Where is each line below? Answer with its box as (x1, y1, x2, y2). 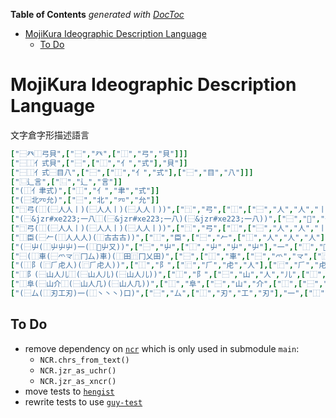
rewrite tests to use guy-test (24, 395, 143, 408)
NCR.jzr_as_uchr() (39, 365, 117, 376)
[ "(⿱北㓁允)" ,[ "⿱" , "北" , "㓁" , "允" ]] (10, 195, 160, 206)
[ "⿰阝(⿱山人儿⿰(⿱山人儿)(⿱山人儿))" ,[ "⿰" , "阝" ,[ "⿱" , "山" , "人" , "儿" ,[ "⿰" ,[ (10, 270, 332, 280)
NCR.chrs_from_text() (39, 355, 130, 365)
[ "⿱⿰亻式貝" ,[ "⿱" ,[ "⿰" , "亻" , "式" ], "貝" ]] (10, 158, 188, 168)
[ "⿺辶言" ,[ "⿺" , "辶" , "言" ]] (10, 177, 123, 187)
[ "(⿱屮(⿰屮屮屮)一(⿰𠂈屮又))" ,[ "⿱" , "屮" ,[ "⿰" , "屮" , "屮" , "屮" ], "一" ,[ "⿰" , (10, 242, 320, 252)
